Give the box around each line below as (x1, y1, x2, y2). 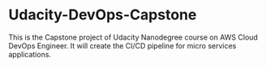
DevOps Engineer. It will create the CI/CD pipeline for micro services (8, 40, 237, 50)
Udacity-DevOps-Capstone (8, 6, 197, 24)
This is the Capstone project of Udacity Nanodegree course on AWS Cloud (8, 32, 258, 42)
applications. (8, 49, 51, 59)
